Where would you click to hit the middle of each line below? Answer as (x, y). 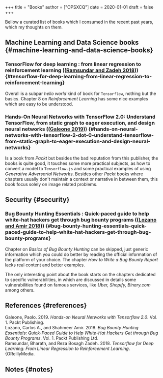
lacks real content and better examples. (45, 265)
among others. (20, 290)
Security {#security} (37, 200)
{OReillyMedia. (20, 354)
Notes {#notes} (29, 369)
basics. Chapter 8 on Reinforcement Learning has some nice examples (77, 98)
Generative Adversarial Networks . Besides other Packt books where (74, 174)
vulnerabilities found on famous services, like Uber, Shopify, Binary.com (78, 284)
